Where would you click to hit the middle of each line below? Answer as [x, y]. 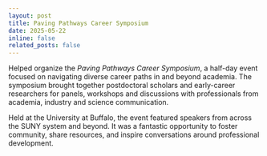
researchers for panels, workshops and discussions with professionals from [133, 94]
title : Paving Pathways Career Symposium [79, 23]
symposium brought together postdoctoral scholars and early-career [122, 86]
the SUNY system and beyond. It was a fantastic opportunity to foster [123, 126]
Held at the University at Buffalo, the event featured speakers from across [130, 118]
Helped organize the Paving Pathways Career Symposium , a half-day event [133, 68]
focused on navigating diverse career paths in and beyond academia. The [130, 77]
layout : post [30, 16]
